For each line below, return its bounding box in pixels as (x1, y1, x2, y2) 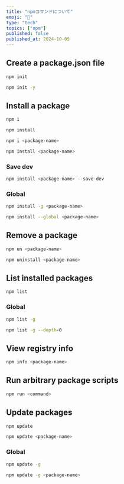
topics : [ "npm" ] (6, 25, 46, 31)
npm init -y (6, 84, 35, 91)
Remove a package (6, 230, 78, 240)
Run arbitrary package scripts (6, 375, 119, 385)
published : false (6, 31, 49, 37)
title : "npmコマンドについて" (6, 8, 73, 15)
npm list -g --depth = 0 (6, 327, 62, 333)
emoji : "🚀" (6, 14, 33, 20)
